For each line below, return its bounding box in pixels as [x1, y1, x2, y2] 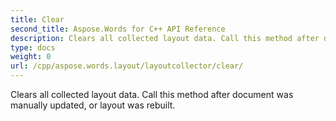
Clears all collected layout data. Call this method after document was [10, 89, 294, 100]
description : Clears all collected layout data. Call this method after [10, 33, 320, 43]
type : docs [10, 42, 56, 53]
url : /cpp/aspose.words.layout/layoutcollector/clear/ [10, 61, 244, 71]
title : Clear [10, 14, 65, 25]
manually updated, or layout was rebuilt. [10, 99, 176, 111]
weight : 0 [10, 52, 52, 62]
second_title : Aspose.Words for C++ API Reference [10, 24, 226, 34]
